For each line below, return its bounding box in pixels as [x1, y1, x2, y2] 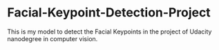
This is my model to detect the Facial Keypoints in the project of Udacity [7, 27, 212, 36]
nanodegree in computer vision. [7, 34, 98, 42]
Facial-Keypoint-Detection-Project [7, 5, 211, 21]
